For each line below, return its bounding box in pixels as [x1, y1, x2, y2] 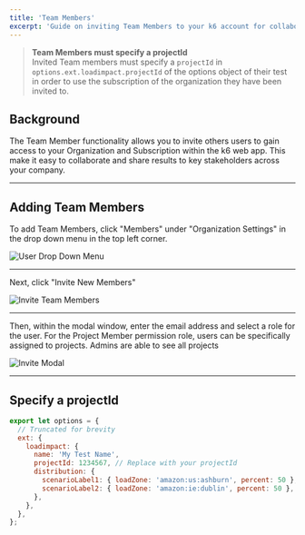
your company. [9, 164, 66, 175]
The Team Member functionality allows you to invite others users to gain [9, 135, 280, 146]
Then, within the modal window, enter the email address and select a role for [9, 321, 296, 332]
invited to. [31, 85, 70, 96]
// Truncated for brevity [17, 424, 116, 434]
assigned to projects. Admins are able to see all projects [9, 340, 220, 351]
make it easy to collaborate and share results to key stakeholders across [9, 155, 280, 166]
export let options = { [9, 416, 100, 425]
